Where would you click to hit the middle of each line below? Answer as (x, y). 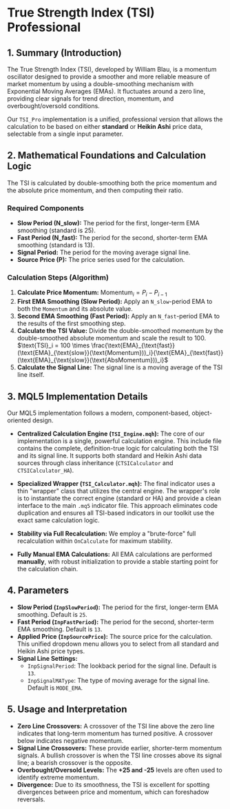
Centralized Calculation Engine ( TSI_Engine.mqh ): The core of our (111, 434)
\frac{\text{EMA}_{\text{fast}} (133, 345)
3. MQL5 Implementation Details (77, 397)
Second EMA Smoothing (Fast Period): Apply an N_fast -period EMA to (118, 316)
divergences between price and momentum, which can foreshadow (113, 792)
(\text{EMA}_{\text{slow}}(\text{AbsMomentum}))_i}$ (93, 360)
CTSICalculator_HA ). (45, 471)
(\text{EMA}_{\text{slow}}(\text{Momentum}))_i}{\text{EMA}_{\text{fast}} (120, 353)
